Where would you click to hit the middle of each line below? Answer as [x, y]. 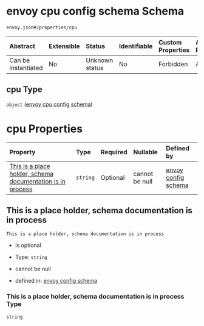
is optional [28, 246]
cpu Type [24, 90]
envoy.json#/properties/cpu [42, 27]
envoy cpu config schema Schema [95, 11]
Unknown [100, 60]
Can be [20, 60]
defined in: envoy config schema [56, 281]
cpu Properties [45, 129]
